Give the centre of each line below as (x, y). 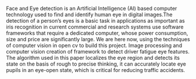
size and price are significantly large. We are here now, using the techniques (98, 39)
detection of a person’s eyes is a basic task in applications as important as (96, 21)
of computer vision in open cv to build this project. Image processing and (94, 45)
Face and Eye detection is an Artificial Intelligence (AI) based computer (92, 8)
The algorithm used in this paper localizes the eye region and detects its (93, 58)
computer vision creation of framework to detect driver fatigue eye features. (98, 51)
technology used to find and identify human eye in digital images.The (89, 15)
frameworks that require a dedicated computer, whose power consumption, (97, 33)
